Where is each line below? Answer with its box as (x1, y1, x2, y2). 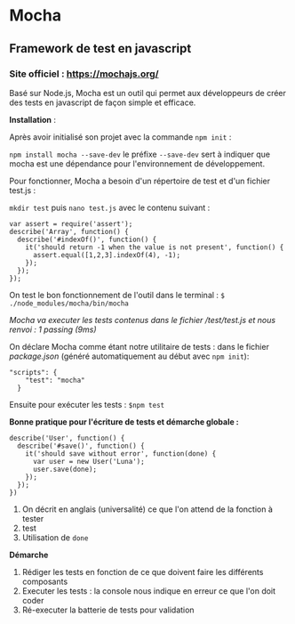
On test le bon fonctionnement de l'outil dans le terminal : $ (9, 289, 225, 300)
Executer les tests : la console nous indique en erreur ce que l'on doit (21, 585, 276, 596)
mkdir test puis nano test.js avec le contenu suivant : (9, 202, 211, 213)
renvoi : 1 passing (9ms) (9, 324, 97, 335)
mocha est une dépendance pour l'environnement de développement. (9, 158, 265, 169)
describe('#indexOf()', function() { (17, 235, 157, 244)
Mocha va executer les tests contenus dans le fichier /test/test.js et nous (9, 314, 276, 325)
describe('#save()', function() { (17, 442, 145, 450)
